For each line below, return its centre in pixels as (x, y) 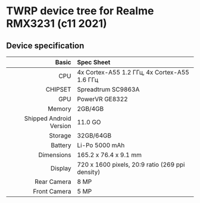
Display (61, 168)
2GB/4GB (90, 109)
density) (89, 172)
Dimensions (55, 155)
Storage (60, 135)
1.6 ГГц (87, 80)
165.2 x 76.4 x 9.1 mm (109, 155)
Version (60, 126)
